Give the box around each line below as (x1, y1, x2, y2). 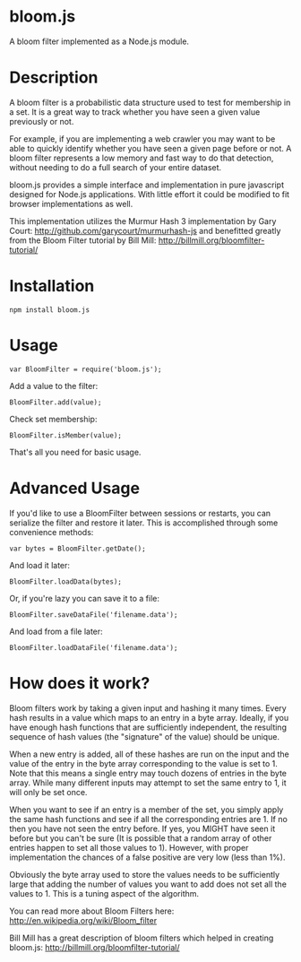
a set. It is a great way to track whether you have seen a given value (9, 106, 261, 117)
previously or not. (9, 116, 74, 126)
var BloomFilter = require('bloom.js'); (9, 365, 163, 374)
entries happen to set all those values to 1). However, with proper (9, 842, 249, 853)
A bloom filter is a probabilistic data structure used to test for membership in (9, 97, 291, 108)
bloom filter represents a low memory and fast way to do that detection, (9, 152, 274, 163)
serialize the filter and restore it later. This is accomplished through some (9, 517, 279, 528)
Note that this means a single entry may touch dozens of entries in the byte (9, 767, 288, 778)
